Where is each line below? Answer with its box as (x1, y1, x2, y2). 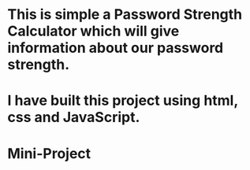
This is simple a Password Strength (7, 6, 243, 24)
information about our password (7, 39, 224, 57)
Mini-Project (7, 144, 91, 162)
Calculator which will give (7, 22, 180, 40)
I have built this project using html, (7, 92, 238, 109)
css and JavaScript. (7, 109, 140, 127)
